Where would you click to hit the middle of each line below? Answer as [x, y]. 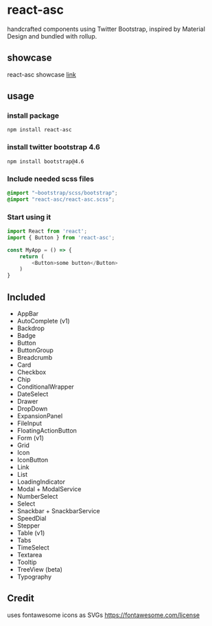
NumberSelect [37, 497]
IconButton [33, 460]
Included [26, 297]
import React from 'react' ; [47, 231]
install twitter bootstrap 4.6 [54, 147]
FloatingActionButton [47, 431]
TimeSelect [33, 548]
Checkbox [32, 372]
